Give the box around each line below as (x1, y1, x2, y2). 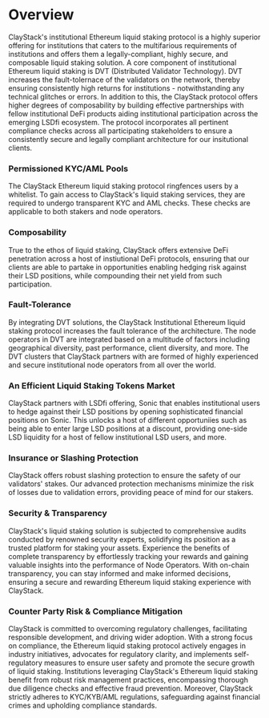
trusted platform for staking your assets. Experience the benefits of (8, 543, 230, 553)
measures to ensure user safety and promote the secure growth (43, 658, 255, 667)
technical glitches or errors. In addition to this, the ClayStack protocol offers (8, 91, 259, 101)
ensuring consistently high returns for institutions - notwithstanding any (8, 83, 245, 93)
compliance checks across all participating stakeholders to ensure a (8, 126, 233, 136)
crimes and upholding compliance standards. (8, 700, 158, 711)
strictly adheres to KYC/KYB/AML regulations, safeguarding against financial (8, 692, 260, 702)
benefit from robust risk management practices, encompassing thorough (8, 675, 248, 685)
